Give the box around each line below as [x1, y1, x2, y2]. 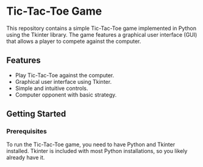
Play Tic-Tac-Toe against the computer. [15, 72, 115, 79]
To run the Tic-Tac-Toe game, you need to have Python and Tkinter [6, 141, 176, 148]
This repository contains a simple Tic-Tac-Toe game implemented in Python [6, 24, 197, 32]
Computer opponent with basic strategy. [15, 91, 117, 98]
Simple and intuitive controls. [15, 84, 88, 92]
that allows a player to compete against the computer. [6, 37, 141, 45]
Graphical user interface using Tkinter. [15, 78, 112, 85]
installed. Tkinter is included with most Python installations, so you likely [6, 147, 188, 155]
